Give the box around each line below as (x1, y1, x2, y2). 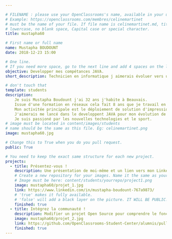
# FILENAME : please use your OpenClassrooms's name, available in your (5, 12, 164, 17)
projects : (5, 159, 27, 164)
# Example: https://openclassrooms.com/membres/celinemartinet (5, 16, 143, 22)
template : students (5, 88, 47, 93)
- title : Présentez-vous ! (10, 163, 68, 169)
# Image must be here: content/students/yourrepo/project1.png (14, 178, 153, 183)
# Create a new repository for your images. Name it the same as (14, 173, 157, 178)
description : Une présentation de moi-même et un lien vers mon (14, 168, 155, 174)
